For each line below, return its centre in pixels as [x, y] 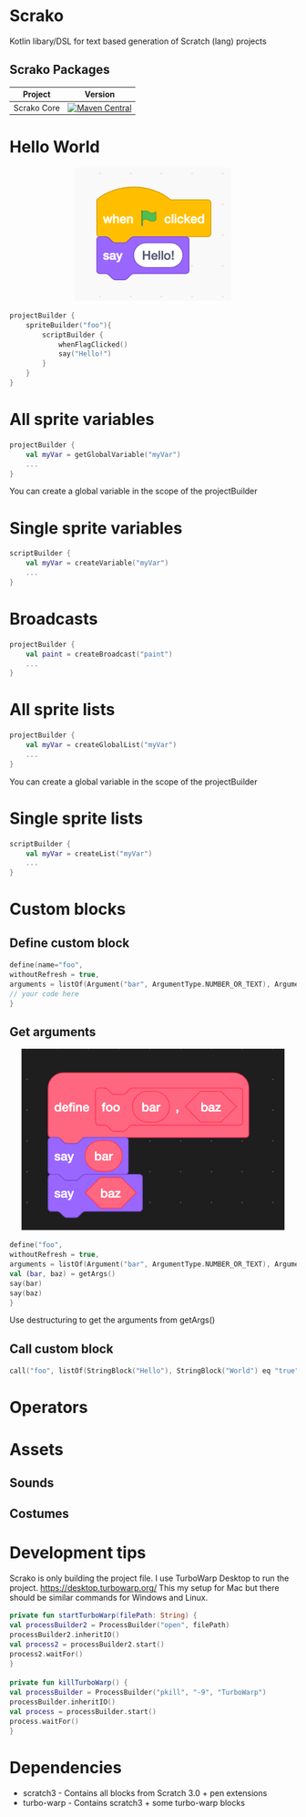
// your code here [44, 994]
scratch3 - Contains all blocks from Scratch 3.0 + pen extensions [145, 1792]
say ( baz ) [26, 1293]
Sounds [32, 1483]
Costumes [40, 1514]
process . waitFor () [44, 1721]
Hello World [55, 147]
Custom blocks [67, 909]
